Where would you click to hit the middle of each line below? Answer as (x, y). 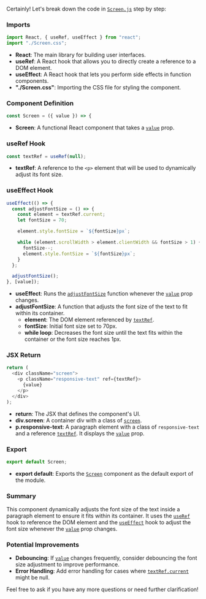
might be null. (32, 578)
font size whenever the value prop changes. (62, 529)
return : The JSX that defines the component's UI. (78, 414)
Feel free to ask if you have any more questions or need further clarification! (102, 589)
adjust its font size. (39, 175)
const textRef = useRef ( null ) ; (46, 156)
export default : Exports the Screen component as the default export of (104, 473)
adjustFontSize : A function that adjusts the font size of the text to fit (101, 307)
